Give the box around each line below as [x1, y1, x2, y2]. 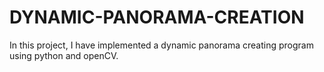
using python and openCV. [9, 49, 119, 61]
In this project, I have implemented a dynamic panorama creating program [9, 39, 314, 51]
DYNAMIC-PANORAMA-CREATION [9, 6, 305, 29]
